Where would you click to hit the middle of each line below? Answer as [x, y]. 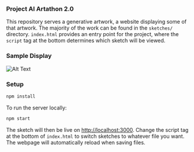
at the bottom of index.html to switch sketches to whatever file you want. [95, 136]
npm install [21, 96]
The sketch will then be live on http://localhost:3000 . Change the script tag [97, 130]
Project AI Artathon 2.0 [40, 9]
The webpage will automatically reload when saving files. [76, 142]
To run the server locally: [36, 108]
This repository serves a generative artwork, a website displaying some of [96, 22]
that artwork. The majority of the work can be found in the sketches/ [90, 28]
